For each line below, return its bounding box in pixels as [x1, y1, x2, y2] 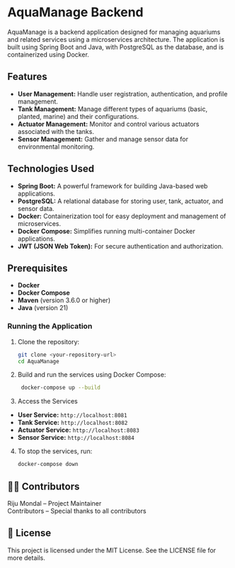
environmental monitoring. [17, 142, 95, 151]
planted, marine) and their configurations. [17, 112, 139, 120]
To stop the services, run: [17, 447, 93, 455]
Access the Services [17, 397, 78, 406]
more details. [7, 553, 46, 562]
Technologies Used [7, 163, 94, 175]
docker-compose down [17, 461, 79, 468]
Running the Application [7, 322, 93, 331]
